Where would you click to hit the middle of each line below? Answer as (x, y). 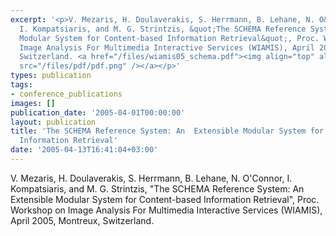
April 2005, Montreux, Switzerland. (82, 220)
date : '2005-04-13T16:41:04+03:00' (84, 150)
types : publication (51, 76)
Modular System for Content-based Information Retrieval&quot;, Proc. (169, 38)
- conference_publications (66, 94)
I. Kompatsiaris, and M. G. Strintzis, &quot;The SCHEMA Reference (163, 29)
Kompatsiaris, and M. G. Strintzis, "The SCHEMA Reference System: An (157, 188)
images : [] (33, 103)
